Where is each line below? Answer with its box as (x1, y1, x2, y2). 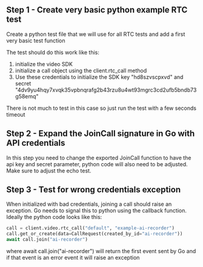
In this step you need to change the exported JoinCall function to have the (6, 154, 191, 161)
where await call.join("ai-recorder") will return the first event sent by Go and (6, 248, 196, 255)
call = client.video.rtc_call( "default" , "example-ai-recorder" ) (6, 225, 175, 231)
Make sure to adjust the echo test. (6, 167, 92, 174)
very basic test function (6, 36, 65, 44)
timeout (6, 110, 25, 118)
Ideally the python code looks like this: (6, 214, 102, 221)
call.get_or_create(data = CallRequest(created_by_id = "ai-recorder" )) (6, 231, 183, 237)
